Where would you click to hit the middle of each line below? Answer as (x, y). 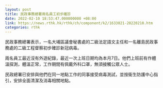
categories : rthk (23, 28)
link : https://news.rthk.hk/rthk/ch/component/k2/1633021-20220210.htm (79, 23)
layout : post (18, 9)
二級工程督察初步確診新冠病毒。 (49, 48)
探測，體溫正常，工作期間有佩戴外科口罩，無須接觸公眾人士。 (71, 64)
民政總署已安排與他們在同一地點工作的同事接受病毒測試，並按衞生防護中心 (79, 74)
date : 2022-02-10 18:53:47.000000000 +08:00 (51, 18)
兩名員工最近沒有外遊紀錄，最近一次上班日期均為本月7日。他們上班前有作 (78, 58)
